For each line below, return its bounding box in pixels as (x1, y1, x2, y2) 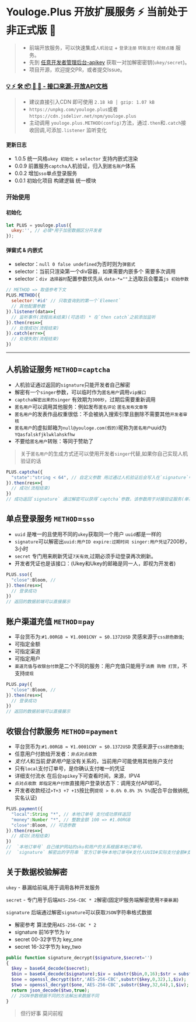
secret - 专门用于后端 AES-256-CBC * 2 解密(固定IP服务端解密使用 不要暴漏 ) (6, 896, 179, 903)
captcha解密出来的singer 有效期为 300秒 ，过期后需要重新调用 (14, 396, 156, 403)
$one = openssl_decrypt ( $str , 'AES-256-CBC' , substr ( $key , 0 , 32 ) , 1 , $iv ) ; (11, 976, 187, 983)
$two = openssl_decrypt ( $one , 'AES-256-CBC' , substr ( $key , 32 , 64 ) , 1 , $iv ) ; (11, 982, 190, 988)
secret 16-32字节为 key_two (14, 943, 82, 950)
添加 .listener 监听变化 (51, 127, 107, 134)
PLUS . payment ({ (6, 806, 43, 812)
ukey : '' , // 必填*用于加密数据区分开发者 (11, 228, 102, 234)
